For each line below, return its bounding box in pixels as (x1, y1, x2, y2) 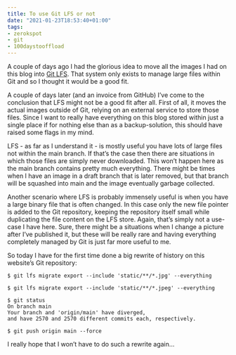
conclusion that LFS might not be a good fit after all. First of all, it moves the (7, 98, 227, 106)
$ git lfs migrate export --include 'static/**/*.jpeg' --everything (7, 285, 216, 292)
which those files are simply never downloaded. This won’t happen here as (7, 157, 224, 165)
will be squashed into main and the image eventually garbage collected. (7, 179, 215, 187)
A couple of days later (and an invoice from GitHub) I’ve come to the (7, 91, 205, 99)
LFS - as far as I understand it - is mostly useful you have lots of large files (7, 142, 223, 150)
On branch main (7, 303, 52, 310)
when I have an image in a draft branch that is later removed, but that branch (7, 172, 229, 180)
